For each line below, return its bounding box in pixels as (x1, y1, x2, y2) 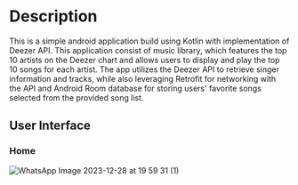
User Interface (9, 118, 92, 133)
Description (9, 6, 98, 27)
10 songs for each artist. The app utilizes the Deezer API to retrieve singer (9, 64, 280, 75)
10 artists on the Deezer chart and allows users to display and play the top (9, 54, 280, 65)
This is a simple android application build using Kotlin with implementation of (9, 36, 290, 46)
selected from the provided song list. (9, 92, 144, 103)
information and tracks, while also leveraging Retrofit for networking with (9, 73, 277, 84)
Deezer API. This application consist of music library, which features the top (9, 44, 287, 55)
